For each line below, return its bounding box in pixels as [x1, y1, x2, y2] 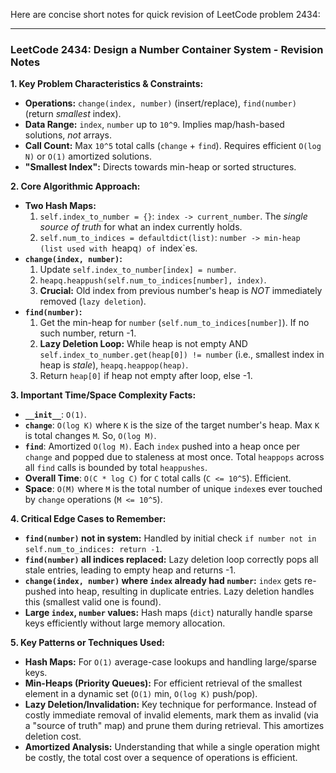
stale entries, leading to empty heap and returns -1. [24, 564, 237, 576]
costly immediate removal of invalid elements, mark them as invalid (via [24, 709, 319, 721]
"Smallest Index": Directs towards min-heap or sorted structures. [24, 161, 297, 173]
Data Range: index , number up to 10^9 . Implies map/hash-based [24, 119, 285, 131]
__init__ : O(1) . [24, 409, 87, 421]
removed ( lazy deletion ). [39, 295, 147, 308]
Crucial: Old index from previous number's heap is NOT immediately [39, 285, 323, 297]
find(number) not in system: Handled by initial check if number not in [24, 532, 317, 544]
